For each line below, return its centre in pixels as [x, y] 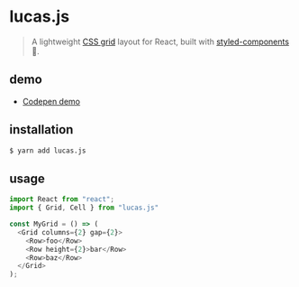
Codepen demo [51, 101]
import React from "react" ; [62, 199]
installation [41, 130]
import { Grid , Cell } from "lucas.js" [84, 208]
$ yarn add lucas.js [48, 151]
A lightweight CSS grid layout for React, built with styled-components [160, 42]
